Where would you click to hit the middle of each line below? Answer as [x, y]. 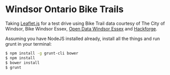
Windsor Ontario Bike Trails [64, 9]
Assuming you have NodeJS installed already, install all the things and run [83, 39]
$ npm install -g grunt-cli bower [42, 53]
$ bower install [22, 63]
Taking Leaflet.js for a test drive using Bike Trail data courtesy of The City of [85, 23]
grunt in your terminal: [29, 44]
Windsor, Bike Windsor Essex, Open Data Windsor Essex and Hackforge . [81, 28]
